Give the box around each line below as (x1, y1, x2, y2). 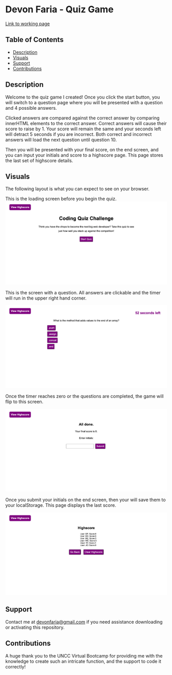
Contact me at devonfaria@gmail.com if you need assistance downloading (5, 619, 163, 625)
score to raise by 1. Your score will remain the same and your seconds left (5, 126, 161, 132)
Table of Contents (5, 35, 64, 44)
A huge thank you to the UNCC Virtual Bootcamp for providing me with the (5, 652, 163, 659)
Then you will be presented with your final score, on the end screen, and (5, 146, 159, 152)
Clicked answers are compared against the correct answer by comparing (5, 114, 160, 121)
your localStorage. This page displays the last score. (5, 502, 117, 508)
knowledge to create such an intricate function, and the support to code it (5, 658, 162, 664)
